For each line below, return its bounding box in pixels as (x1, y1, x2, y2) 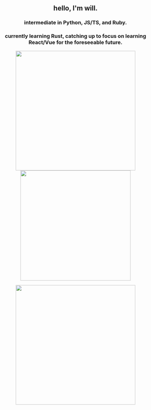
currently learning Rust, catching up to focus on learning (5, 33, 146, 40)
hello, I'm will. (53, 4, 98, 13)
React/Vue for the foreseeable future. (28, 39, 123, 46)
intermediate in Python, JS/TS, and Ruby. (24, 19, 127, 26)
